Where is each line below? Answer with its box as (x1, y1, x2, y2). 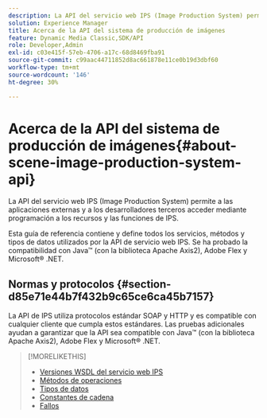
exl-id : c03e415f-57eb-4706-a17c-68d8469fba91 (8, 49, 165, 57)
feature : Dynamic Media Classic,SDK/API (8, 33, 145, 42)
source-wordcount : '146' (8, 71, 91, 79)
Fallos (39, 401, 60, 411)
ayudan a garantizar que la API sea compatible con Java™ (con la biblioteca (8, 328, 255, 338)
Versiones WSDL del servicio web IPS (39, 367, 164, 377)
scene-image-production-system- (8, 153, 242, 171)
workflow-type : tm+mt (8, 64, 80, 72)
